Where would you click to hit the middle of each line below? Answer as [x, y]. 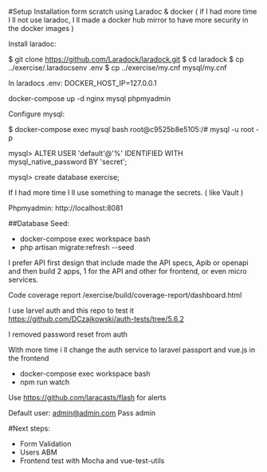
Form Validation [45, 444]
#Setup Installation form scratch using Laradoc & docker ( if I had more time [133, 12]
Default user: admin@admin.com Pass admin [82, 413]
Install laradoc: [33, 44]
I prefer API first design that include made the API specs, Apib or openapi [128, 263]
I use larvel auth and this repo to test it [71, 310]
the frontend [29, 358]
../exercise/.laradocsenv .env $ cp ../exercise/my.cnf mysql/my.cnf [118, 68]
